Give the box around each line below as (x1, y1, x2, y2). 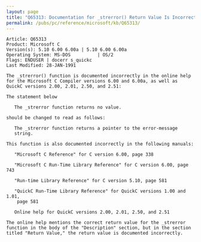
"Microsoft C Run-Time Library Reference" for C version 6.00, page (14, 162, 188, 168)
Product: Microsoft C (6, 41, 60, 48)
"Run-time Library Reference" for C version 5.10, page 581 (14, 178, 167, 184)
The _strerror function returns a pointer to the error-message (14, 125, 178, 132)
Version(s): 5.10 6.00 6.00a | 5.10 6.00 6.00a (6, 47, 127, 53)
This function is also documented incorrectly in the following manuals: (6, 141, 194, 147)
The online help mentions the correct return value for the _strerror (6, 220, 186, 226)
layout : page (6, 8, 39, 15)
